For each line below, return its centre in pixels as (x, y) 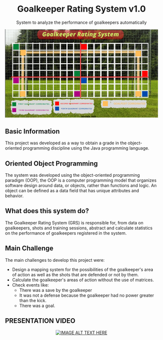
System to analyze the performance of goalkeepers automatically (81, 22)
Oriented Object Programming (51, 163)
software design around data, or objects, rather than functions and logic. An (81, 186)
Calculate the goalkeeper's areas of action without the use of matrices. (83, 280)
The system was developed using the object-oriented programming (73, 175)
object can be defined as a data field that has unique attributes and (72, 191)
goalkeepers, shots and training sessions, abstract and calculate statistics (79, 228)
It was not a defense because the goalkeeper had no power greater (87, 295)
